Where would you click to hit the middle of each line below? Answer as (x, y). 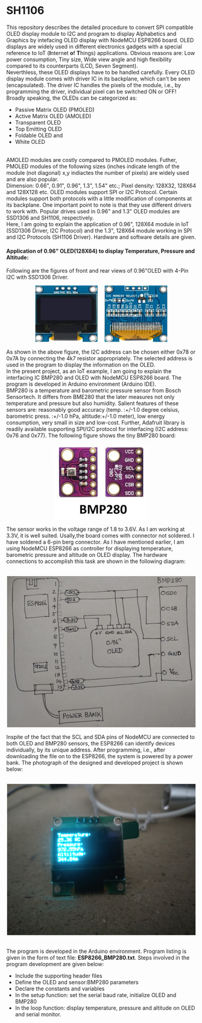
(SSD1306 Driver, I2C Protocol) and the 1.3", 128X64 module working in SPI (99, 230)
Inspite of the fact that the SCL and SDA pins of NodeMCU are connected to (100, 737)
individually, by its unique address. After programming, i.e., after (86, 750)
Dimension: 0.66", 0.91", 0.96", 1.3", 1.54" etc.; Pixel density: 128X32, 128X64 (101, 186)
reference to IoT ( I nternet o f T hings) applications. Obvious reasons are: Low (101, 53)
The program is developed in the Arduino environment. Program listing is (96, 951)
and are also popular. (33, 179)
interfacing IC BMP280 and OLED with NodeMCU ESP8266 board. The (94, 378)
